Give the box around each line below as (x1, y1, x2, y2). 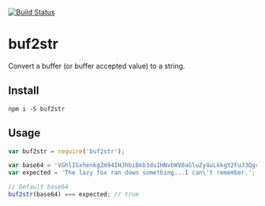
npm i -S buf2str (8, 105, 65, 113)
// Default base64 (8, 183, 69, 191)
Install (8, 84, 39, 98)
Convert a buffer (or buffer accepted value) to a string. (8, 61, 185, 70)
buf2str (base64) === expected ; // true (8, 190, 140, 199)
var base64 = (8, 162, 51, 170)
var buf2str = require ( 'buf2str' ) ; (8, 147, 125, 155)
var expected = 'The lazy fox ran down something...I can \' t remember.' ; (8, 169, 256, 177)
